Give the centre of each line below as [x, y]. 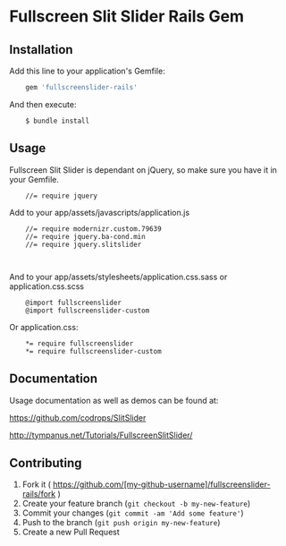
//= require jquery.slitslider [84, 244]
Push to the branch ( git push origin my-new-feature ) [121, 523]
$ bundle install [58, 121]
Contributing [46, 463]
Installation [41, 50]
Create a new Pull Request [71, 532]
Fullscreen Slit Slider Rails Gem [126, 17]
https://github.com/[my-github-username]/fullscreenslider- [161, 484]
